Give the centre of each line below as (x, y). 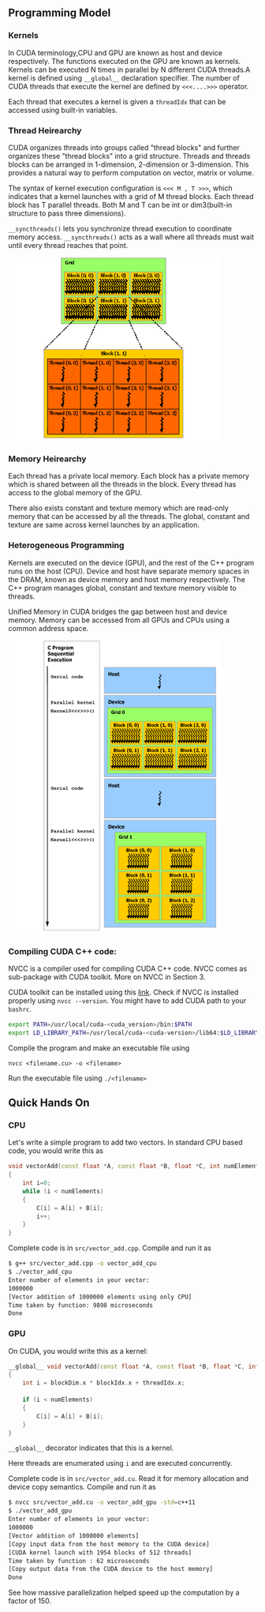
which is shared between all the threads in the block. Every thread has (122, 484)
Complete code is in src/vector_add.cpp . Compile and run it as (110, 1248)
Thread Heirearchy (45, 130)
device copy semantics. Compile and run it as (82, 1487)
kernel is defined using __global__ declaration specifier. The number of (124, 77)
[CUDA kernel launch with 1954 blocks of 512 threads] (100, 1552)
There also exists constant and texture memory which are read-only (118, 508)
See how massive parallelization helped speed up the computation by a (124, 1593)
